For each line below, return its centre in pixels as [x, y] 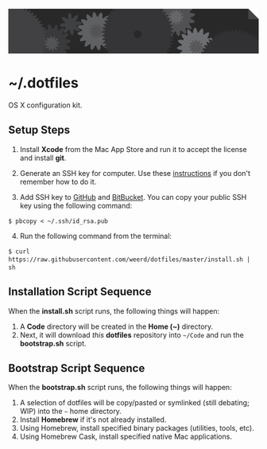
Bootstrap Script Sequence [77, 368]
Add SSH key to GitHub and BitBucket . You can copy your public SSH [133, 197]
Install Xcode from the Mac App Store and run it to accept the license [133, 149]
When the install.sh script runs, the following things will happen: [114, 310]
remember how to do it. [58, 182]
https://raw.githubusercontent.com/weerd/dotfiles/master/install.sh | [129, 260]
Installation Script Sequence [80, 292]
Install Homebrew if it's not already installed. [93, 420]
